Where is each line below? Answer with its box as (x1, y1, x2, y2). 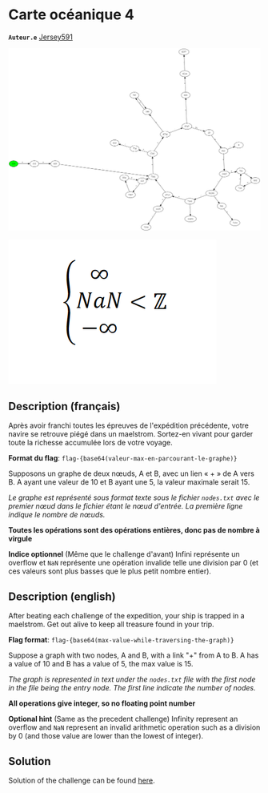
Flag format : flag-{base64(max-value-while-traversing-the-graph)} (8, 635, 234, 645)
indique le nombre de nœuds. (8, 510, 106, 520)
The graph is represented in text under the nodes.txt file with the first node (8, 674, 256, 684)
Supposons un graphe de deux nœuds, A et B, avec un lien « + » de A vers (8, 469, 254, 478)
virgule (8, 534, 33, 544)
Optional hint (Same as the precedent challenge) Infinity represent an (8, 715, 238, 724)
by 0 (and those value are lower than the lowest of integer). (8, 731, 204, 741)
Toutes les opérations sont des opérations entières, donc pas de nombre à (8, 525, 260, 535)
